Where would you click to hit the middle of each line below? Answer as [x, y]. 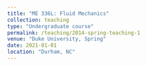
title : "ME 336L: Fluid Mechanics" [58, 13]
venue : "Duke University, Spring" [57, 39]
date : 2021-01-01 [32, 45]
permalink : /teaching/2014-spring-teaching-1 [73, 33]
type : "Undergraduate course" [51, 26]
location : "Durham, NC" [41, 52]
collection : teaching [38, 20]
